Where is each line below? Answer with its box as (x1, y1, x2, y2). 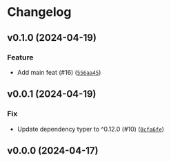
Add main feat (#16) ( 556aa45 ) (17, 68, 101, 76)
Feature (7, 53, 34, 62)
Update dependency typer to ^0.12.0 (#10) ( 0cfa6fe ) (17, 125, 164, 133)
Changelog (7, 4, 72, 20)
